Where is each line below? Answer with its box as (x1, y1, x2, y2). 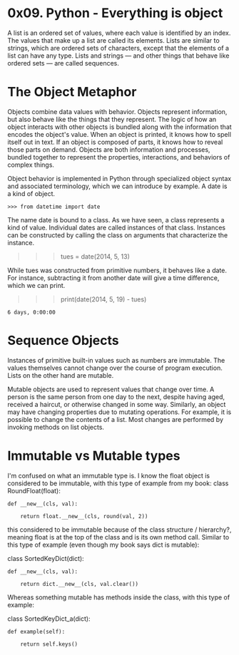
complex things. (7, 160, 55, 169)
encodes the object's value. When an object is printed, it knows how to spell (7, 130, 232, 138)
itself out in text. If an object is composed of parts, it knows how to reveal (7, 138, 223, 146)
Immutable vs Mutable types (7, 448, 180, 464)
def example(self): (7, 628, 66, 635)
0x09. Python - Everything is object (7, 5, 223, 21)
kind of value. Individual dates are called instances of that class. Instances (7, 223, 226, 232)
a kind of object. (7, 189, 56, 197)
